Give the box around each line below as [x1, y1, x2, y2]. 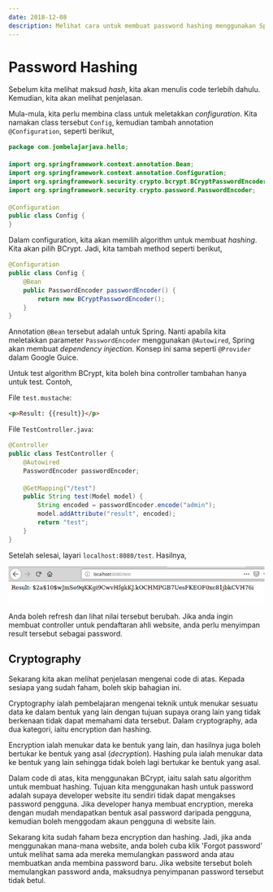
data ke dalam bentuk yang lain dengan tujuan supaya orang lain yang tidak [8, 706, 262, 716]
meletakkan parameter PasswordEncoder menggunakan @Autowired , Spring [8, 335, 255, 345]
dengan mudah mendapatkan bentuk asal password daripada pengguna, [8, 807, 252, 817]
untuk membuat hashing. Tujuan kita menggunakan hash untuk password [8, 781, 253, 791]
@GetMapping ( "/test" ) [23, 484, 96, 492]
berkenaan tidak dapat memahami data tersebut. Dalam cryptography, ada [8, 715, 258, 725]
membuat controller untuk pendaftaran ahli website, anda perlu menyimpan [8, 619, 261, 630]
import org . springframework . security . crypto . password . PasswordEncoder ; [8, 186, 256, 195]
